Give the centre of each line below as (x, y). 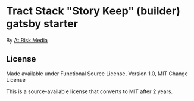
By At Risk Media (27, 40)
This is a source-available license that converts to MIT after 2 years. (90, 91)
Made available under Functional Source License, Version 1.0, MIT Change (97, 74)
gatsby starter (42, 24)
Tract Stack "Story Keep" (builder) (93, 11)
